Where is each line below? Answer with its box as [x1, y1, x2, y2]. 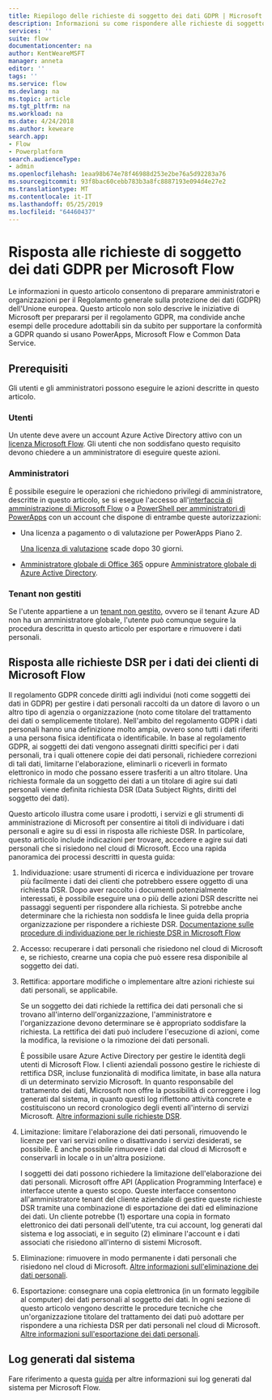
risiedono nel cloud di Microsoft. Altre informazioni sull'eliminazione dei [19, 1261, 259, 1271]
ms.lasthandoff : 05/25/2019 [8, 200, 104, 208]
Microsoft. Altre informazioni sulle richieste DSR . [19, 1111, 182, 1120]
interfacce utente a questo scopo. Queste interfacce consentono [19, 1185, 236, 1195]
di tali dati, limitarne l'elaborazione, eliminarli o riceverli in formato [8, 758, 228, 768]
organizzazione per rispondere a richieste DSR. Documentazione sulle [19, 919, 254, 928]
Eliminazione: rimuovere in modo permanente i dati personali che [19, 1253, 237, 1262]
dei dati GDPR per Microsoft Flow [8, 260, 235, 278]
